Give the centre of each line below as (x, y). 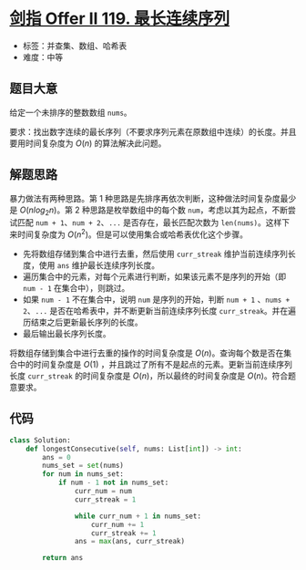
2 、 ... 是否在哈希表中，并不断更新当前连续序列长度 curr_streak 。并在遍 (159, 311)
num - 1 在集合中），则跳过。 (76, 288)
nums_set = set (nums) (83, 466)
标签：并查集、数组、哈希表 (75, 46)
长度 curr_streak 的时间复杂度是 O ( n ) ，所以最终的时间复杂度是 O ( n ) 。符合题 (153, 376)
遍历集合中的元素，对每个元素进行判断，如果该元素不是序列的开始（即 (154, 277)
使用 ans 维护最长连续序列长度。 (99, 265)
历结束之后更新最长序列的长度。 (82, 322)
